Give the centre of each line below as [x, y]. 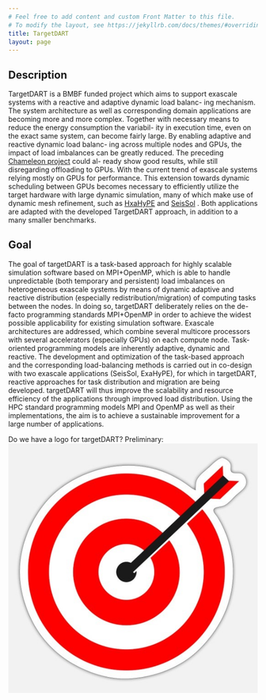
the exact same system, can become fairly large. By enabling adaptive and [130, 136]
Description [38, 75]
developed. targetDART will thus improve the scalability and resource [121, 390]
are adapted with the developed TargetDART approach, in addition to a [123, 212]
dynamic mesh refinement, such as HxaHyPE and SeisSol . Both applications [133, 204]
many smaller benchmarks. [52, 220]
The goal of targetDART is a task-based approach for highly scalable [120, 264]
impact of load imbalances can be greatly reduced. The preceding [116, 153]
